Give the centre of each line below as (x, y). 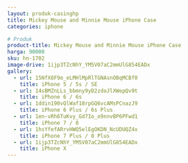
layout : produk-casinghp (43, 14)
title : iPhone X (43, 149)
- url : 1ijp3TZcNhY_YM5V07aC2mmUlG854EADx (76, 142)
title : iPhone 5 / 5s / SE (59, 84)
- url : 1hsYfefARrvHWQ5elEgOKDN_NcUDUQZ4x (76, 129)
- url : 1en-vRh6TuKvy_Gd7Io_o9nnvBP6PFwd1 (76, 117)
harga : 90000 (26, 52)
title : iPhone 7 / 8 (49, 123)
